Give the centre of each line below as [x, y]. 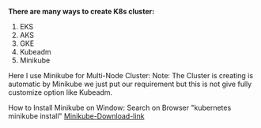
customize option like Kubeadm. [61, 92]
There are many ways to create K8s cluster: [81, 11]
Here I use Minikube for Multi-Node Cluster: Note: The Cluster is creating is [131, 75]
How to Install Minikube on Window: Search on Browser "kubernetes [120, 107]
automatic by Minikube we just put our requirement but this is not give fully [130, 84]
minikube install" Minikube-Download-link [76, 116]
